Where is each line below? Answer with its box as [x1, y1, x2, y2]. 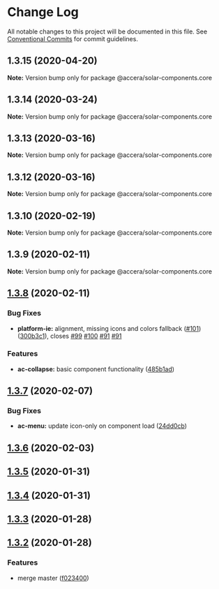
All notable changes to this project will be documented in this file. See [7, 27, 208, 36]
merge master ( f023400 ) [17, 574, 89, 582]
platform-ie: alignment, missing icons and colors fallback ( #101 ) [17, 324, 202, 332]
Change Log [7, 4, 79, 20]
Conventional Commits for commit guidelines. [7, 34, 138, 43]
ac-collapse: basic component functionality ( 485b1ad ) [17, 364, 175, 373]
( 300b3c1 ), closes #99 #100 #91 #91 [17, 331, 122, 340]
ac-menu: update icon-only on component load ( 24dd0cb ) [17, 422, 187, 430]
